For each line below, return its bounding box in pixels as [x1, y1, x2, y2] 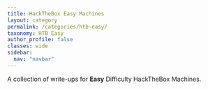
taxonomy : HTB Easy [7, 29, 64, 37]
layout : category [7, 17, 58, 24]
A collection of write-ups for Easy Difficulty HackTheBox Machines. [7, 75, 202, 83]
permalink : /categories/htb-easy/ [7, 23, 108, 30]
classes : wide [7, 43, 49, 50]
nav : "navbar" [13, 56, 54, 63]
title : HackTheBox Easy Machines [7, 10, 105, 17]
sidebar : [7, 50, 33, 57]
